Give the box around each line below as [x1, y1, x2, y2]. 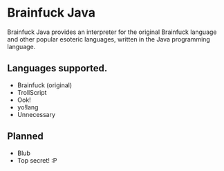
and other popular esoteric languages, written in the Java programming [7, 35, 211, 43]
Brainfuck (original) [17, 81, 73, 89]
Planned [7, 130, 44, 143]
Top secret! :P [17, 156, 57, 164]
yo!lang [17, 102, 39, 111]
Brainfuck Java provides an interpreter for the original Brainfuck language [7, 28, 217, 36]
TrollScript [17, 88, 47, 96]
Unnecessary [17, 110, 56, 118]
